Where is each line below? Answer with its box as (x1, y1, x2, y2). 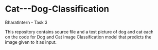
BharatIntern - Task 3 (5, 19, 48, 25)
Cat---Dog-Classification (5, 3, 109, 15)
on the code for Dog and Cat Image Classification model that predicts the (5, 34, 152, 40)
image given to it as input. (5, 39, 57, 45)
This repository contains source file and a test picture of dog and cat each (5, 29, 154, 34)
